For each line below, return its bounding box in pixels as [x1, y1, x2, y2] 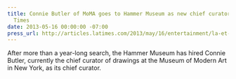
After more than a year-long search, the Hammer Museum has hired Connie [7, 49, 226, 57]
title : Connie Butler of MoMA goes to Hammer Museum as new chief [7, 10, 206, 17]
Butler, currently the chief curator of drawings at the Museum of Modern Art [7, 57, 227, 65]
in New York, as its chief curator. [7, 64, 102, 72]
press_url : [7, 29, 39, 37]
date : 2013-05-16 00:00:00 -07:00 [7, 23, 109, 30]
